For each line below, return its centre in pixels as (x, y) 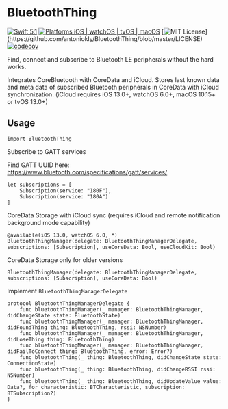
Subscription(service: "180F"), (65, 190)
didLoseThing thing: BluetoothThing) (61, 339)
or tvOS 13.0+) (27, 101)
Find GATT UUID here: (38, 165)
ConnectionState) (32, 363)
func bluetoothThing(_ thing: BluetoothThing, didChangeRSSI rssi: (117, 369)
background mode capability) (49, 222)
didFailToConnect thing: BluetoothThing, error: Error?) (90, 351)
